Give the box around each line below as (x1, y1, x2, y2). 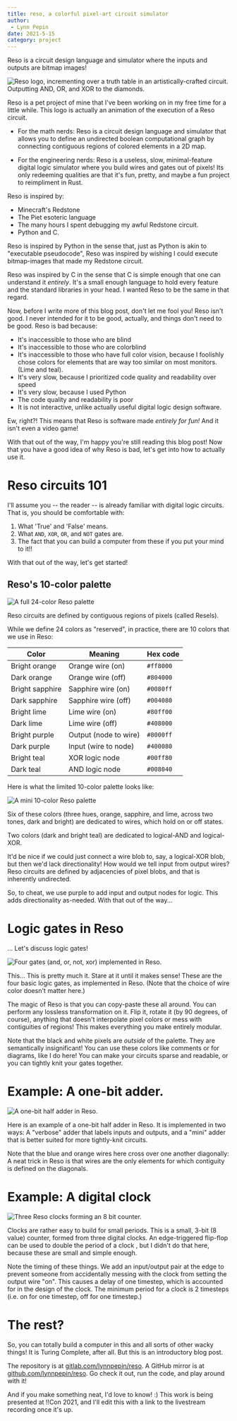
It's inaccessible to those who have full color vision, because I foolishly (17, 350, 224, 359)
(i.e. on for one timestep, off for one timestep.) (7, 1292, 142, 1300)
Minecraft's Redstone (17, 206, 80, 214)
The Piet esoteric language (17, 213, 97, 222)
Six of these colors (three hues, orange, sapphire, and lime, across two (7, 809, 214, 818)
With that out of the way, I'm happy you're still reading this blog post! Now (7, 438, 223, 446)
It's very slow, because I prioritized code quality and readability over (17, 373, 217, 381)
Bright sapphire (11, 684, 62, 694)
